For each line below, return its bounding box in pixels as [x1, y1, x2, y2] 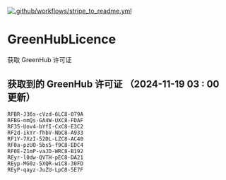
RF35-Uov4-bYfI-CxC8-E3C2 [7, 123, 83, 130]
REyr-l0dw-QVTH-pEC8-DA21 [7, 154, 83, 161]
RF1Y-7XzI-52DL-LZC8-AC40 [7, 135, 83, 143]
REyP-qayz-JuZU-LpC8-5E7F [7, 166, 83, 173]
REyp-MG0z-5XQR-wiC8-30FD [7, 160, 83, 167]
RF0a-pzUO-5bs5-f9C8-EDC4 [7, 141, 83, 148]
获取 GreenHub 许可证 [7, 55, 72, 64]
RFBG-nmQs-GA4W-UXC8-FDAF [7, 116, 83, 124]
